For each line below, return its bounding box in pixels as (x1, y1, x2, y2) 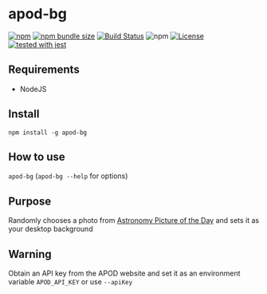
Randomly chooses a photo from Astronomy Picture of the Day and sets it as (8, 216, 260, 225)
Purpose (8, 194, 52, 208)
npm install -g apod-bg (8, 129, 88, 137)
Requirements (8, 63, 80, 77)
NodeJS (19, 84, 47, 93)
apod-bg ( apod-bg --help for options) (8, 171, 128, 181)
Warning (8, 247, 52, 260)
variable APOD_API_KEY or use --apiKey (8, 277, 133, 286)
